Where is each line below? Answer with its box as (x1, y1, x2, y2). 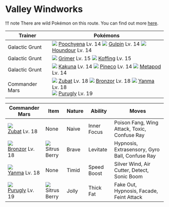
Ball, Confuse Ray (114, 152, 156, 159)
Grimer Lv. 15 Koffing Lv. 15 (58, 55, 132, 62)
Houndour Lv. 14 (52, 47, 92, 54)
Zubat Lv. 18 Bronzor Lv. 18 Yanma (58, 77, 155, 84)
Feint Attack (114, 193, 142, 200)
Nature (66, 107, 84, 114)
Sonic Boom (114, 173, 143, 180)
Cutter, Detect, (114, 166, 149, 173)
